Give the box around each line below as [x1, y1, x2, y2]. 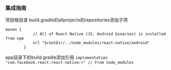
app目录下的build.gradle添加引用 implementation [5, 54, 108, 60]
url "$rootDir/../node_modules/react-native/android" [32, 41, 150, 46]
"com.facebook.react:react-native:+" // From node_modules [5, 60, 134, 65]
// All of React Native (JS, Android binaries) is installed [32, 31, 166, 37]
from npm [5, 36, 24, 41]
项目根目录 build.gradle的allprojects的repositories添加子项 [5, 17, 128, 23]
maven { [5, 27, 22, 32]
